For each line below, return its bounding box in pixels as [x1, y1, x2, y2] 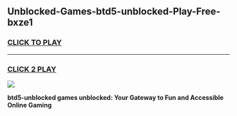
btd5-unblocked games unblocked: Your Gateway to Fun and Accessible [7, 93, 224, 101]
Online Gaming [7, 101, 52, 109]
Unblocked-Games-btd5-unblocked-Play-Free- [7, 6, 221, 18]
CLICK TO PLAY [7, 38, 62, 48]
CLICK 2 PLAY [7, 64, 56, 74]
